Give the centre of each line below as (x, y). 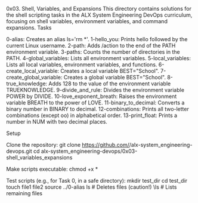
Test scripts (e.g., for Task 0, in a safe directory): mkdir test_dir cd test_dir (97, 181)
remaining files (24, 193)
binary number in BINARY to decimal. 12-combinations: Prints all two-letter (98, 109)
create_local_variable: (33, 71)
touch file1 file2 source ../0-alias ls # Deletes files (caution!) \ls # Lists (92, 187)
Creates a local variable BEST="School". (110, 71)
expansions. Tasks (29, 27)
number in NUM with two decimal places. (57, 122)
